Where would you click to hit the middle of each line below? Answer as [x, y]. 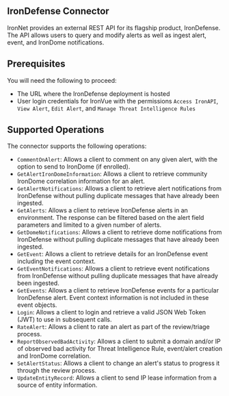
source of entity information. [57, 385]
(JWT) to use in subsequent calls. [64, 320]
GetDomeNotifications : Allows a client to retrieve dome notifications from [119, 232]
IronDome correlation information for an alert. [81, 182]
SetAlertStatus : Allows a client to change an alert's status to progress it [118, 363]
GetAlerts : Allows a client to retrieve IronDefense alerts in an [102, 210]
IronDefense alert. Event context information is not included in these [113, 298]
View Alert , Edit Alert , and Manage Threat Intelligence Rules [106, 108]
